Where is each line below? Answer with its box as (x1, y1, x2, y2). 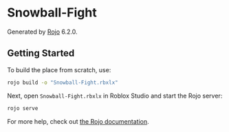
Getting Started (7, 47, 75, 59)
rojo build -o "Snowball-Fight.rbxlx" (7, 79, 118, 86)
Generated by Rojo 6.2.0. (7, 27, 78, 36)
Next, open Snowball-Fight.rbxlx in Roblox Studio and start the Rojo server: (7, 91, 223, 100)
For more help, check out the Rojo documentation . (7, 117, 149, 125)
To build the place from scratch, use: (7, 65, 111, 74)
